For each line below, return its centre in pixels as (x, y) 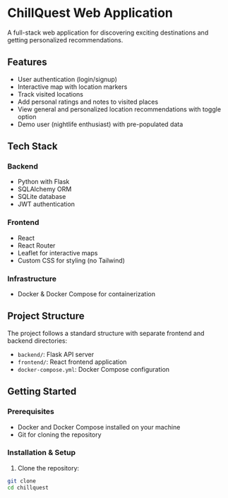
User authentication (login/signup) (67, 79)
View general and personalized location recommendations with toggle (119, 109)
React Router (36, 245)
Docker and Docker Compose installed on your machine (99, 427)
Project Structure (46, 316)
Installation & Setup (42, 453)
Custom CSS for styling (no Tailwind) (71, 260)
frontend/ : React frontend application (72, 362)
